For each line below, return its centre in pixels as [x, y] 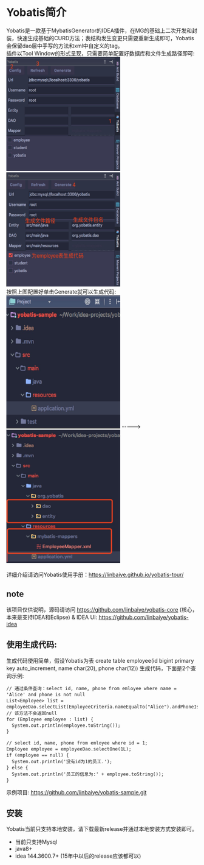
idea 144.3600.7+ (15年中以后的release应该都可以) [78, 856]
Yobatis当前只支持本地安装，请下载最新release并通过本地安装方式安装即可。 [102, 829]
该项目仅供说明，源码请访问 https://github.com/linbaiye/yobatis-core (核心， [102, 609]
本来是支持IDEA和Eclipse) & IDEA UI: [52, 617]
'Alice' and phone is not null [46, 694]
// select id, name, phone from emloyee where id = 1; [77, 743]
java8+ [24, 849]
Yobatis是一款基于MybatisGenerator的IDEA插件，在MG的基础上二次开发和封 [102, 30]
